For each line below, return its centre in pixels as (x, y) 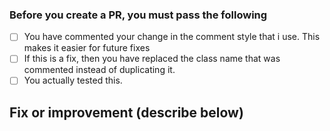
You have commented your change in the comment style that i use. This (172, 37)
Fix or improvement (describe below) (126, 112)
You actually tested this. (73, 80)
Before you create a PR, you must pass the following (138, 15)
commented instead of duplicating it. (99, 70)
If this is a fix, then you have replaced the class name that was (152, 59)
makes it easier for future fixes (87, 48)
